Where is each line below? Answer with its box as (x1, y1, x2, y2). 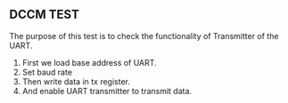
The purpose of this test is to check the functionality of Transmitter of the (9, 30, 279, 41)
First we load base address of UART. (21, 57, 158, 67)
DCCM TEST (9, 7, 80, 22)
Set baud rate (21, 67, 73, 77)
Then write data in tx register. (21, 75, 131, 87)
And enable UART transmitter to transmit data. (21, 85, 193, 96)
